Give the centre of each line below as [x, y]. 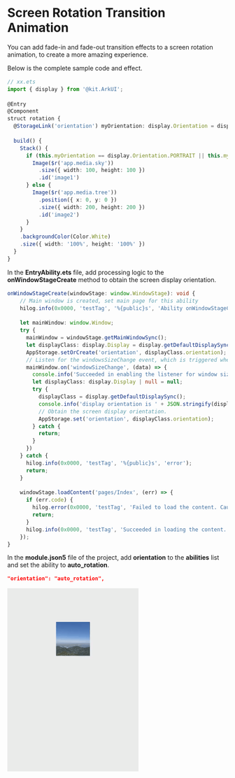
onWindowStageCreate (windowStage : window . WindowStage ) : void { [101, 293]
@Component [23, 111]
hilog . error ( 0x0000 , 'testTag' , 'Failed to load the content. [125, 508]
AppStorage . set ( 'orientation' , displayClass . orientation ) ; [126, 419]
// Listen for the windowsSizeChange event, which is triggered [121, 360]
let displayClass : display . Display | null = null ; [108, 382]
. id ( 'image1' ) [59, 178]
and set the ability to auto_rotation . [58, 565]
